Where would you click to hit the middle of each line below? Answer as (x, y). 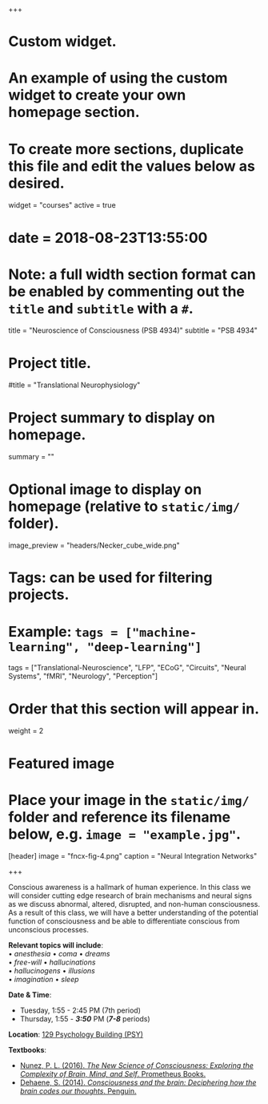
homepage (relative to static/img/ (124, 506)
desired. (36, 183)
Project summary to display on (112, 417)
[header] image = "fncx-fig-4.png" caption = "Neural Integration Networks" (133, 856)
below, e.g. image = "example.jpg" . (125, 834)
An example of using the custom (118, 78)
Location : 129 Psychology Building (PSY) (76, 1034)
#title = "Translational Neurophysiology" (74, 385)
